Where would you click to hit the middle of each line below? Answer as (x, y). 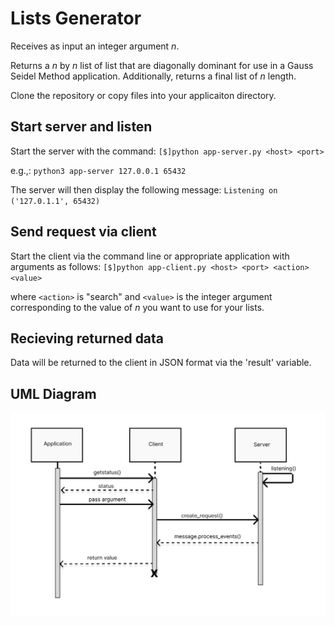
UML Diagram (53, 393)
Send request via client (83, 232)
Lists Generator (76, 18)
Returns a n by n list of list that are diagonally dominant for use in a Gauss (162, 65)
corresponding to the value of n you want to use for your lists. (137, 307)
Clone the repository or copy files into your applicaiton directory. (143, 95)
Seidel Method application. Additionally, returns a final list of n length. (153, 76)
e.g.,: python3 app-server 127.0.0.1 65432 (98, 170)
